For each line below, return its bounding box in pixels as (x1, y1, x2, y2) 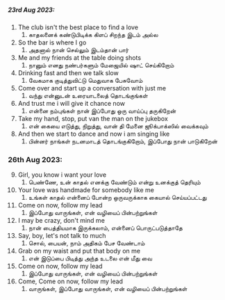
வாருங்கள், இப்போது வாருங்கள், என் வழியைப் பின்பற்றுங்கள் (28, 285, 187, 293)
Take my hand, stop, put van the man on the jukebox (17, 114, 169, 123)
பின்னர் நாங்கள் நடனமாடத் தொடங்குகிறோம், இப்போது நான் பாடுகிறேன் (28, 136, 218, 145)
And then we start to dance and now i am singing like (17, 129, 170, 138)
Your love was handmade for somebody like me (17, 186, 155, 194)
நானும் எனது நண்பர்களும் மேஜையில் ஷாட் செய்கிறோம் (28, 61, 174, 69)
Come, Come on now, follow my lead (17, 277, 124, 285)
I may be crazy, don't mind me (17, 216, 105, 225)
